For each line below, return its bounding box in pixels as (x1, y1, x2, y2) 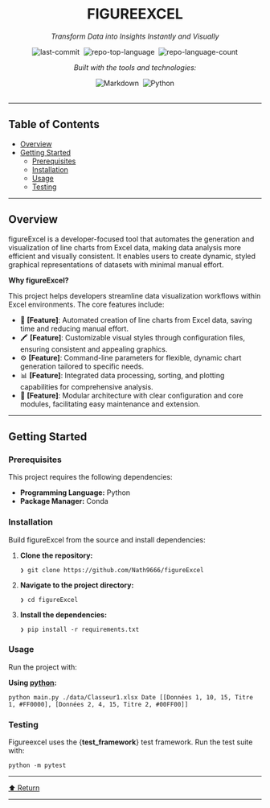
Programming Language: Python (19, 488, 131, 497)
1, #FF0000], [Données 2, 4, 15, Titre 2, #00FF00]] (8, 700, 189, 708)
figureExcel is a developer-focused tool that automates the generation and (8, 234, 255, 244)
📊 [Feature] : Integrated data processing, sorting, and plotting (19, 370, 225, 380)
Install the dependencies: (19, 609, 107, 620)
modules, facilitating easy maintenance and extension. (19, 399, 201, 409)
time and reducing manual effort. (19, 324, 129, 333)
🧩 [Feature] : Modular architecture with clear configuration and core (19, 390, 243, 400)
